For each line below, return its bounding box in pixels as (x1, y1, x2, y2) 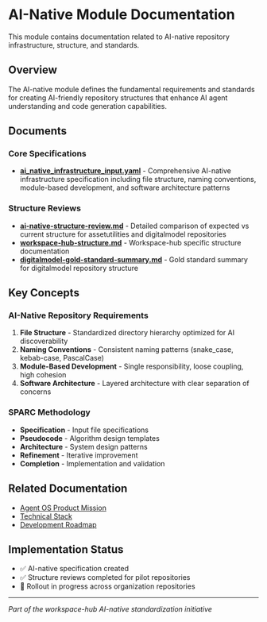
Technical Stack (19, 511, 73, 521)
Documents (8, 125, 68, 138)
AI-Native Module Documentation (8, 6, 236, 24)
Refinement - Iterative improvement (19, 450, 138, 460)
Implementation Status (8, 543, 124, 556)
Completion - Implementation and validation (19, 458, 165, 468)
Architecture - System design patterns (19, 442, 149, 451)
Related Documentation (8, 482, 128, 496)
